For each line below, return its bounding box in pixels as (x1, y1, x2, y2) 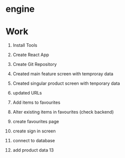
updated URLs (12, 90, 42, 96)
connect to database (12, 138, 55, 144)
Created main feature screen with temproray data (12, 71, 114, 77)
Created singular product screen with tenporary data (12, 80, 120, 87)
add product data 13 (12, 147, 54, 153)
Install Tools (12, 42, 38, 48)
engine (5, 3, 35, 15)
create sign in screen (12, 128, 56, 134)
